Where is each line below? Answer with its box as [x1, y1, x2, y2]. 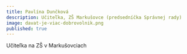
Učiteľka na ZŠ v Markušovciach [6, 42, 87, 49]
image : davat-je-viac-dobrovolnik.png [6, 20, 104, 26]
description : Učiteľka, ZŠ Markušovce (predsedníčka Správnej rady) [6, 14, 182, 20]
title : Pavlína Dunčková [6, 8, 69, 15]
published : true [6, 25, 47, 32]
